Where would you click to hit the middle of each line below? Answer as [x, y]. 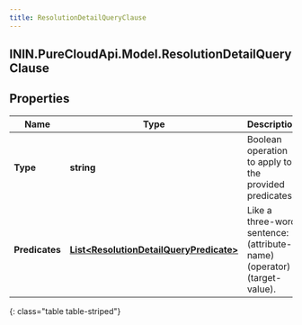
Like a [259, 210]
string [83, 167]
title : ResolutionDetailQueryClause [78, 18]
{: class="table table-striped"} [65, 311]
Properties [40, 99]
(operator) [269, 266]
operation [267, 150]
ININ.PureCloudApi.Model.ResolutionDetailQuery [151, 54]
